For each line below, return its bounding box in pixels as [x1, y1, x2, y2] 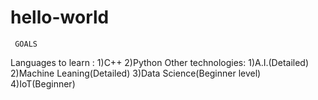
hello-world [10, 6, 110, 29]
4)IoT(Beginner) [10, 77, 76, 90]
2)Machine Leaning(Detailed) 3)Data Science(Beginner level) [10, 67, 262, 79]
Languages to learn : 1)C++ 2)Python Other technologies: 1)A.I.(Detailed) [10, 56, 310, 68]
